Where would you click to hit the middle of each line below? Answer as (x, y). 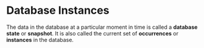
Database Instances (58, 10)
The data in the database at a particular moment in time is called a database (102, 27)
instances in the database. (40, 40)
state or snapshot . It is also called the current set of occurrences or (92, 33)
